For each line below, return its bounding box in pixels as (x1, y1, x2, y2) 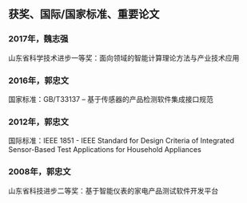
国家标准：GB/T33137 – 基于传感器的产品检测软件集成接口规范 (8, 94, 214, 103)
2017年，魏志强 (8, 33, 69, 45)
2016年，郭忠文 (8, 75, 70, 86)
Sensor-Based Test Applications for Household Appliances (8, 145, 201, 154)
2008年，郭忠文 (8, 166, 71, 178)
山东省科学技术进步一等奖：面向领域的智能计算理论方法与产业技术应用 (8, 53, 240, 62)
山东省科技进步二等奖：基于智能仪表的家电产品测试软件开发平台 (8, 185, 218, 195)
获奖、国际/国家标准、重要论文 (8, 7, 160, 21)
